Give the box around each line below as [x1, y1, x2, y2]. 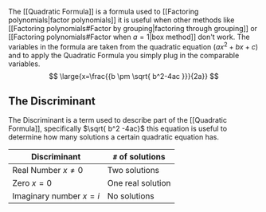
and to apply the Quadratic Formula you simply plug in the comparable [8, 50, 240, 60]
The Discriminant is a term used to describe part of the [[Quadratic [8, 116, 227, 125]
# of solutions [112, 151, 166, 163]
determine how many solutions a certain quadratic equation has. [8, 132, 219, 142]
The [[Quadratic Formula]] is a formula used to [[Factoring [8, 7, 199, 16]
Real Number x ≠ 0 [12, 165, 84, 176]
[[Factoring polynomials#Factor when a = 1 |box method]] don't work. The [8, 32, 250, 41]
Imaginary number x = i [12, 190, 100, 202]
